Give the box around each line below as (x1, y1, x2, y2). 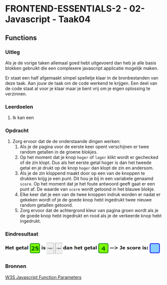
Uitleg (5, 48, 20, 55)
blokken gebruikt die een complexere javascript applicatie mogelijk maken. (5, 65, 159, 71)
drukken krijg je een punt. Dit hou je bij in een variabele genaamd (19, 175, 154, 181)
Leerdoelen (5, 103, 33, 110)
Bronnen (5, 263, 26, 270)
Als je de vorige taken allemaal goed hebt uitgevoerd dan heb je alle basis (5, 59, 157, 65)
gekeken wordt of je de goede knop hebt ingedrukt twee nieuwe (19, 197, 152, 203)
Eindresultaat (5, 230, 38, 237)
